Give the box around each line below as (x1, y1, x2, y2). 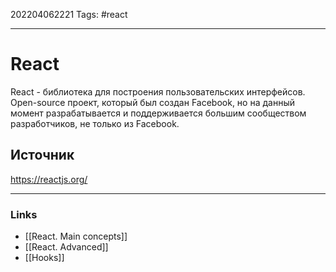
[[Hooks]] (24, 252, 65, 264)
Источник (10, 147, 75, 164)
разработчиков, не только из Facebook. (10, 117, 180, 129)
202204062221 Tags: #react (10, 9, 128, 20)
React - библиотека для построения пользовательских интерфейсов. (10, 85, 306, 98)
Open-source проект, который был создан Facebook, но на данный (10, 96, 295, 108)
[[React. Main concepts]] (24, 230, 128, 243)
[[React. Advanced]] (24, 241, 109, 253)
